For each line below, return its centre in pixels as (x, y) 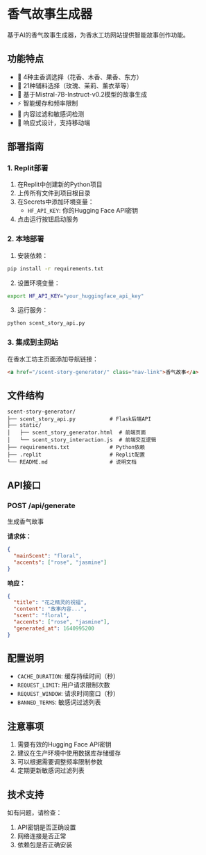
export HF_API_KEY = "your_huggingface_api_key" (76, 296)
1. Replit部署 (28, 168)
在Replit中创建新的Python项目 (60, 184)
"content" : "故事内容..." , (50, 609)
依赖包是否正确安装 (45, 845)
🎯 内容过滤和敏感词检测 (51, 114)
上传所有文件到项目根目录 (54, 193)
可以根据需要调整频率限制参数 (60, 762)
